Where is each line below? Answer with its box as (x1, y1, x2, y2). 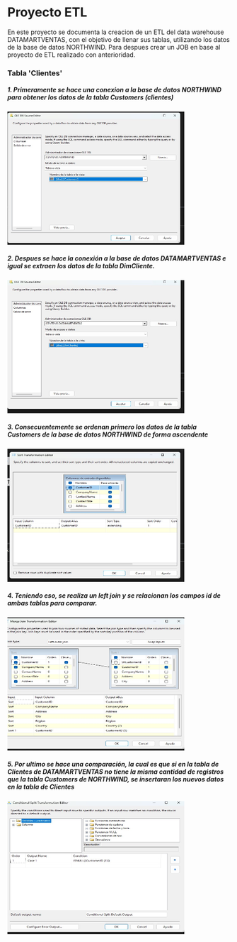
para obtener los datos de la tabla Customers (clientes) (7, 93, 174, 102)
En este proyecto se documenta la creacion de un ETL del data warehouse (7, 28, 224, 36)
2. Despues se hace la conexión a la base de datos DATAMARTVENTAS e (7, 254, 226, 263)
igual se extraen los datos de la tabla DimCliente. (7, 262, 156, 270)
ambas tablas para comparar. (7, 599, 98, 608)
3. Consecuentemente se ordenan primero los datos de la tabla (7, 423, 197, 432)
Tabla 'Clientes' (7, 68, 62, 78)
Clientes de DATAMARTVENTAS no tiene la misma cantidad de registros (7, 767, 224, 776)
